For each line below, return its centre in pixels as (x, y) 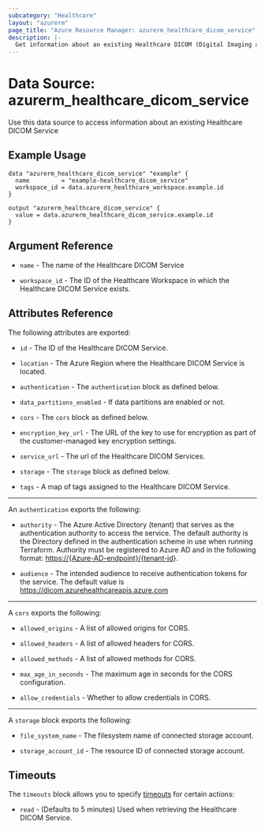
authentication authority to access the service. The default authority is (134, 533)
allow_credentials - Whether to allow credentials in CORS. (115, 697)
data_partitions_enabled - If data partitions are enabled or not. (122, 402)
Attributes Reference (61, 313)
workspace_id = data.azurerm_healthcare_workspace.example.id (119, 187)
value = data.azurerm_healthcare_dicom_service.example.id (114, 215)
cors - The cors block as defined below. (84, 417)
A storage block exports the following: (70, 720)
